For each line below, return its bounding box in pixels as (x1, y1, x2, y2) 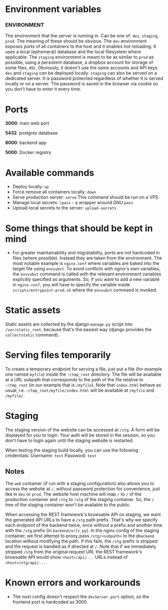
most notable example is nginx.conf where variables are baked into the (12, 260, 159, 266)
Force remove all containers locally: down (12, 189, 96, 195)
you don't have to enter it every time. (5, 86, 82, 92)
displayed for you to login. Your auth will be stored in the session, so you (5, 432, 155, 438)
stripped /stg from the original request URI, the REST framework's (5, 548, 142, 555)
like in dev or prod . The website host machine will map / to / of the (5, 491, 142, 497)
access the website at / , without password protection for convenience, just (5, 486, 160, 492)
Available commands (5, 167, 94, 179)
